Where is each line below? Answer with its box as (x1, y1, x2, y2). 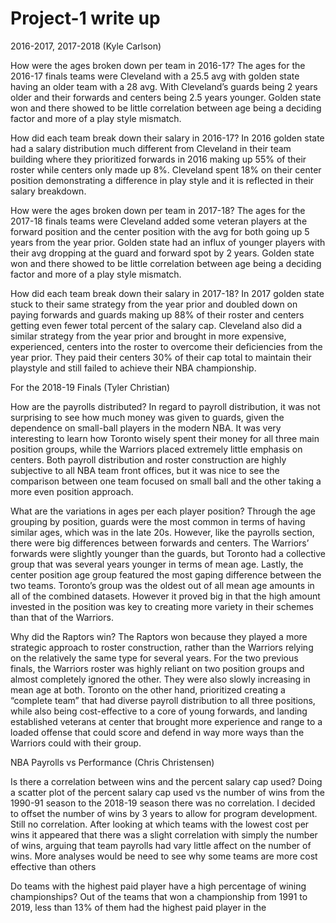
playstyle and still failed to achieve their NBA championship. (10, 362, 257, 374)
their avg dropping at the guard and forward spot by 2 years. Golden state (10, 247, 315, 259)
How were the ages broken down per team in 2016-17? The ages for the (10, 59, 306, 71)
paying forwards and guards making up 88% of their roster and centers (10, 308, 305, 321)
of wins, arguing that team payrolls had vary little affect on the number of (10, 839, 312, 851)
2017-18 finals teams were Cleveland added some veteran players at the (10, 215, 308, 227)
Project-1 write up (10, 7, 161, 30)
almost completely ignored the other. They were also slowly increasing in (10, 673, 311, 685)
